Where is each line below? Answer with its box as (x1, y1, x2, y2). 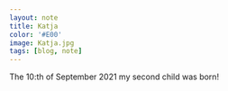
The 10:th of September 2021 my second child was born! (9, 71, 219, 82)
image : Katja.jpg (9, 38, 75, 48)
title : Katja (9, 22, 59, 31)
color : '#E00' (9, 30, 63, 39)
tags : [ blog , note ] (9, 47, 83, 56)
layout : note (9, 13, 59, 23)
